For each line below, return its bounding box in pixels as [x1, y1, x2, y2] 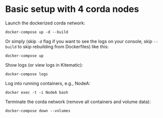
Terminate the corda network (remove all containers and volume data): [5, 99, 151, 105]
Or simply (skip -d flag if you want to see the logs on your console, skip [5, 38, 153, 44]
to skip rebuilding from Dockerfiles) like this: [17, 43, 109, 49]
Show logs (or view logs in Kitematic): [5, 62, 83, 68]
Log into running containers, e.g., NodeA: [5, 80, 90, 86]
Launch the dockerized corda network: [5, 20, 85, 26]
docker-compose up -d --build [5, 29, 69, 34]
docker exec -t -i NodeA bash [5, 90, 69, 95]
